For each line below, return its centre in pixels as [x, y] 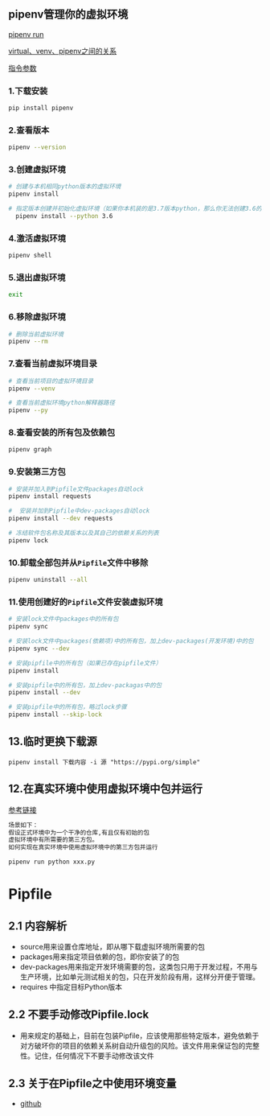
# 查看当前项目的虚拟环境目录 [51, 381]
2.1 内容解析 [38, 926]
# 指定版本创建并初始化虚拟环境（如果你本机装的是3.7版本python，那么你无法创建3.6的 [135, 209]
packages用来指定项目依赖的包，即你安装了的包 [100, 957]
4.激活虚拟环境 [37, 238]
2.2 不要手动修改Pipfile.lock [79, 1015]
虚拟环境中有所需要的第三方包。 [53, 840]
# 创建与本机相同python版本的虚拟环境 [65, 187]
